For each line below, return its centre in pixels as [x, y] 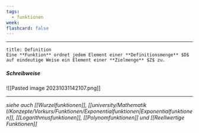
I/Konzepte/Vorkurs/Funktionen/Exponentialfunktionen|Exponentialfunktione [99, 111]
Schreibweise [23, 73]
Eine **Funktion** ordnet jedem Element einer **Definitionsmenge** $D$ [98, 55]
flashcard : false [28, 28]
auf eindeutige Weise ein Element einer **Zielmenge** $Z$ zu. [86, 60]
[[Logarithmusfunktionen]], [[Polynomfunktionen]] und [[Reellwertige [100, 118]
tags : [13, 12]
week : [13, 22]
